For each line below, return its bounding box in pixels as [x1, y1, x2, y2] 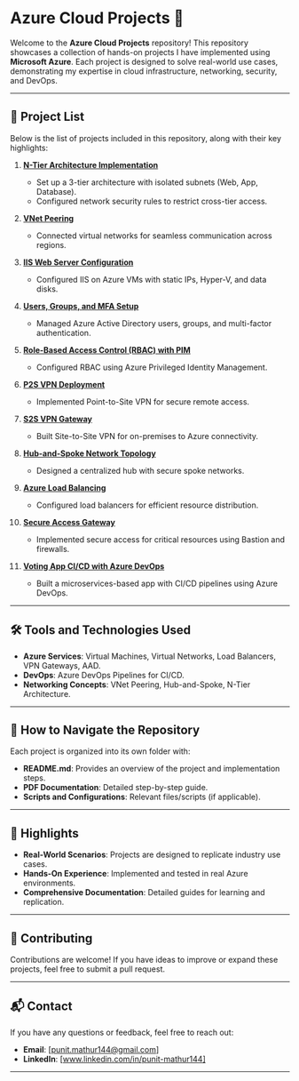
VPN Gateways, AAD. [22, 660, 101, 670]
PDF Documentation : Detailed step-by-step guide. [22, 782, 209, 793]
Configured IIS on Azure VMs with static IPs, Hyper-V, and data [35, 274, 267, 284]
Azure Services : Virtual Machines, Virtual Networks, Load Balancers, [22, 651, 276, 661]
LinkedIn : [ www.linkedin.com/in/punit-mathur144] [22, 1053, 207, 1064]
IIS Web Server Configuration [22, 257, 134, 268]
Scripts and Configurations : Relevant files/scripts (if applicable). [22, 791, 261, 803]
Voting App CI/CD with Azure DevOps [22, 560, 165, 572]
